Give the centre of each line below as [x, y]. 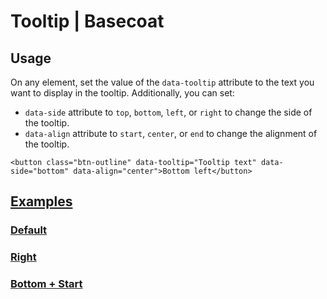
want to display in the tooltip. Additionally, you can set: [122, 93]
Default [29, 230]
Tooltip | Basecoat [87, 21]
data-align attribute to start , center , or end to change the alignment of [171, 133]
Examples [41, 201]
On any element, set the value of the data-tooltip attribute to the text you [162, 82]
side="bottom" [40, 171]
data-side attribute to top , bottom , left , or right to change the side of [168, 112]
